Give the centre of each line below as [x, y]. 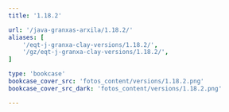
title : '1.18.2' [35, 15]
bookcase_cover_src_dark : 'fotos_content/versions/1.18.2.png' [115, 88]
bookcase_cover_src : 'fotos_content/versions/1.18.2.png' [106, 81]
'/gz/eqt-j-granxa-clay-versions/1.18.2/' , [96, 52]
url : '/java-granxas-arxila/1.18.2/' [71, 30]
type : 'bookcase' [37, 74]
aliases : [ [26, 37]
